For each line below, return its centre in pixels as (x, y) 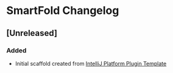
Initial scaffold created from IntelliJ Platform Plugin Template (91, 63)
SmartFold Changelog (63, 11)
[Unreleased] (32, 33)
